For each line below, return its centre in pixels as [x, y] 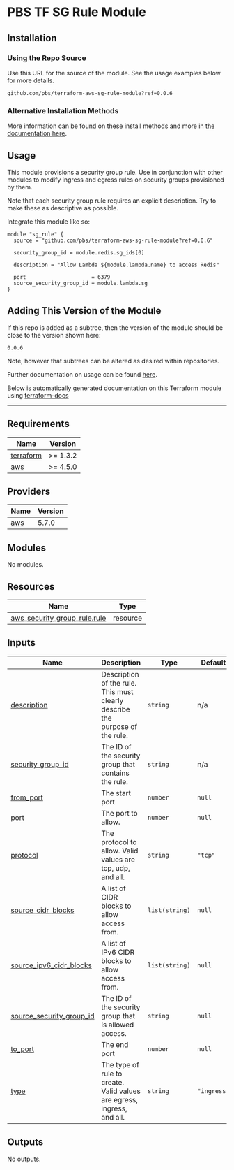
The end [115, 1044]
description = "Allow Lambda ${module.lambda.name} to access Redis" [116, 265]
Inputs [22, 643]
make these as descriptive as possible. [63, 208]
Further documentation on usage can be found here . [83, 374]
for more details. [31, 80]
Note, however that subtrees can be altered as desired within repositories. [114, 361]
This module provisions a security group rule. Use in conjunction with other [115, 172]
